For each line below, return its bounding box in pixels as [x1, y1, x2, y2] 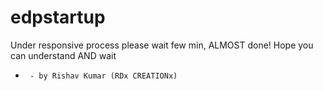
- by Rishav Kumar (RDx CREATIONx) [29, 71, 178, 81]
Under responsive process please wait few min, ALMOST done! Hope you [10, 39, 314, 51]
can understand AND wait [10, 49, 117, 61]
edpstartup [10, 6, 106, 29]
